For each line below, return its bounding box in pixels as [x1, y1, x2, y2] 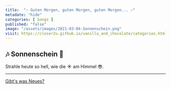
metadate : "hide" [5, 12, 42, 17]
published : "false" [5, 21, 47, 27]
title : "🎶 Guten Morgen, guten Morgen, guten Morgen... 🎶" [5, 7, 136, 13]
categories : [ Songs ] [5, 17, 53, 22]
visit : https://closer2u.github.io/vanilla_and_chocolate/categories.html [5, 31, 167, 36]
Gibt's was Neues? [5, 78, 45, 84]
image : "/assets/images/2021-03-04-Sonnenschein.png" [5, 26, 122, 32]
